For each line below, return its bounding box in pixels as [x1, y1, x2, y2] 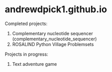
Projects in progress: [5, 51, 48, 57]
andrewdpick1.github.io [5, 4, 107, 15]
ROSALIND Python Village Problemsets [12, 41, 94, 47]
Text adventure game [12, 61, 57, 67]
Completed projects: [5, 20, 48, 27]
